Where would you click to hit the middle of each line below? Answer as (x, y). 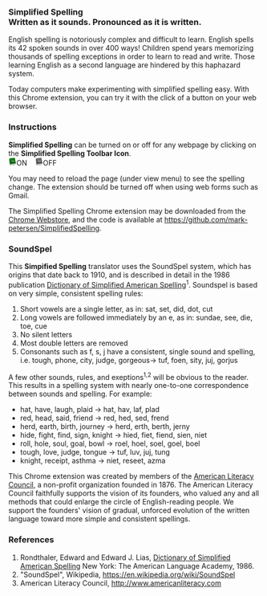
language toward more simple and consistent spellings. (99, 519)
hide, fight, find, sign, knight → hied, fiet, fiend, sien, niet (113, 435)
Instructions (33, 127)
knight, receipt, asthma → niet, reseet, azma (93, 461)
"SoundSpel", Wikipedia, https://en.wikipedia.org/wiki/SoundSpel (127, 574)
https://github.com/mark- (206, 219)
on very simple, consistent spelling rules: (76, 293)
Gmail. (19, 195)
